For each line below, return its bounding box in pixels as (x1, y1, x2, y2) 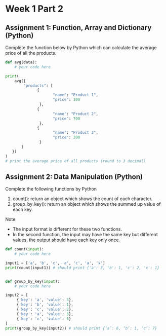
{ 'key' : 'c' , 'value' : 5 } (16, 316, 71, 321)
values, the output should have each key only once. (12, 237, 120, 243)
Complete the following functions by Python (5, 186, 97, 192)
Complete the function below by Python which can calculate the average (5, 45, 157, 51)
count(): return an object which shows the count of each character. (12, 196, 153, 202)
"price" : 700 (53, 116, 80, 121)
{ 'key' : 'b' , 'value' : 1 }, (16, 302, 73, 307)
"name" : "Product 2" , (53, 111, 99, 117)
